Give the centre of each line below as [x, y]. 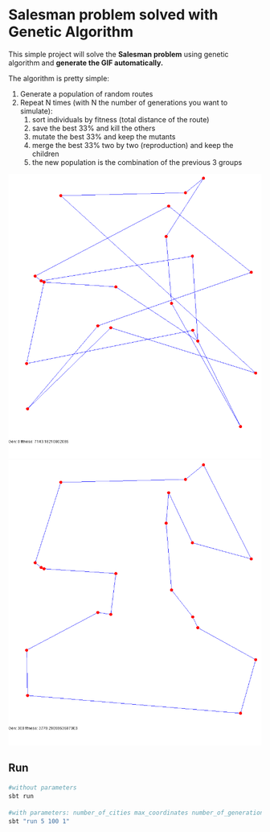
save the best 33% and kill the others [94, 128]
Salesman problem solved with [113, 15]
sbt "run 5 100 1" [39, 822]
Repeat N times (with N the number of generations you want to [124, 102]
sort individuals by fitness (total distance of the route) [121, 119]
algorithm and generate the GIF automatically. [86, 63]
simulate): [36, 111]
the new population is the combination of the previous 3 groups [137, 162]
